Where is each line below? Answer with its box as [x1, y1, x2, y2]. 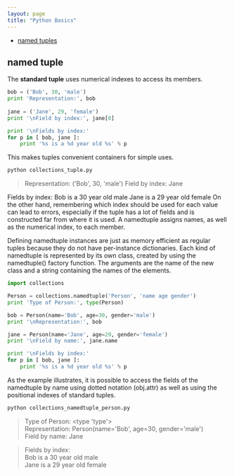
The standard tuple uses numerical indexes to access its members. [7, 75, 203, 84]
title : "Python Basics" [7, 17, 77, 24]
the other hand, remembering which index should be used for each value [7, 201, 219, 209]
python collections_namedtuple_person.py [7, 404, 131, 411]
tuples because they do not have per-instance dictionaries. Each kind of [7, 244, 216, 253]
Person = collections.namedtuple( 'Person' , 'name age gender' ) [7, 293, 197, 300]
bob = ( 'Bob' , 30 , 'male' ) [7, 88, 86, 95]
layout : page [7, 10, 46, 18]
